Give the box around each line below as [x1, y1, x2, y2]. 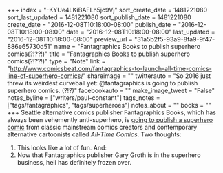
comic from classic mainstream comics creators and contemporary [7, 123, 198, 131]
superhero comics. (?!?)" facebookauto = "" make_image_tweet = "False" [7, 86, 215, 94]
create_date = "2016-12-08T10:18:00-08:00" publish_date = [7, 21, 177, 28]
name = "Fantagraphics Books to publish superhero [54, 43, 201, 50]
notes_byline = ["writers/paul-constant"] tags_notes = [7, 94, 160, 102]
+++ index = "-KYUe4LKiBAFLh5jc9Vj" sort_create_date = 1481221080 [7, 6, 208, 14]
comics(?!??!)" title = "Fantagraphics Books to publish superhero [7, 50, 191, 58]
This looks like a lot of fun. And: [17, 144, 107, 152]
